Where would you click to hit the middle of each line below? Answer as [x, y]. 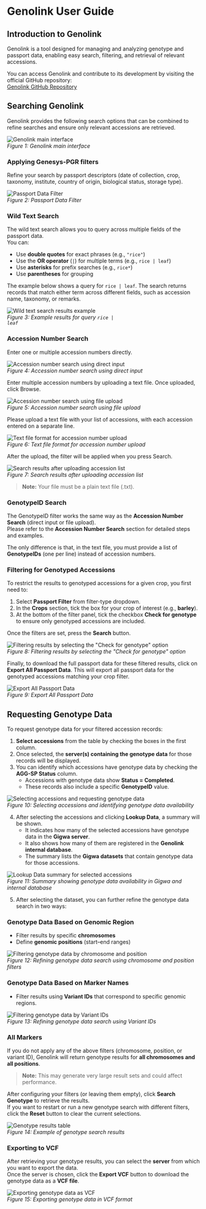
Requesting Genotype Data [60, 714]
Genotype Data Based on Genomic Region [71, 922]
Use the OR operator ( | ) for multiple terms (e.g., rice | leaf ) [93, 261]
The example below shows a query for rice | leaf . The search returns [97, 286]
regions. [26, 1002]
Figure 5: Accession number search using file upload [74, 408]
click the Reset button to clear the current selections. [74, 1113]
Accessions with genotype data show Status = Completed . [100, 780]
